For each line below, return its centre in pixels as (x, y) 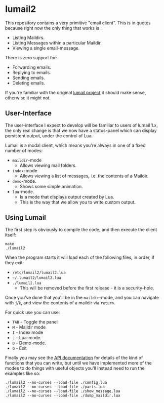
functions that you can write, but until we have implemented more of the (79, 363)
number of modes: (24, 150)
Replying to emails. (32, 72)
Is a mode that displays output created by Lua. (67, 197)
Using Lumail (25, 218)
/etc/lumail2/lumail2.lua (39, 273)
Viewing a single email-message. (46, 48)
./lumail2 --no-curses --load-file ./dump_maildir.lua (63, 395)
